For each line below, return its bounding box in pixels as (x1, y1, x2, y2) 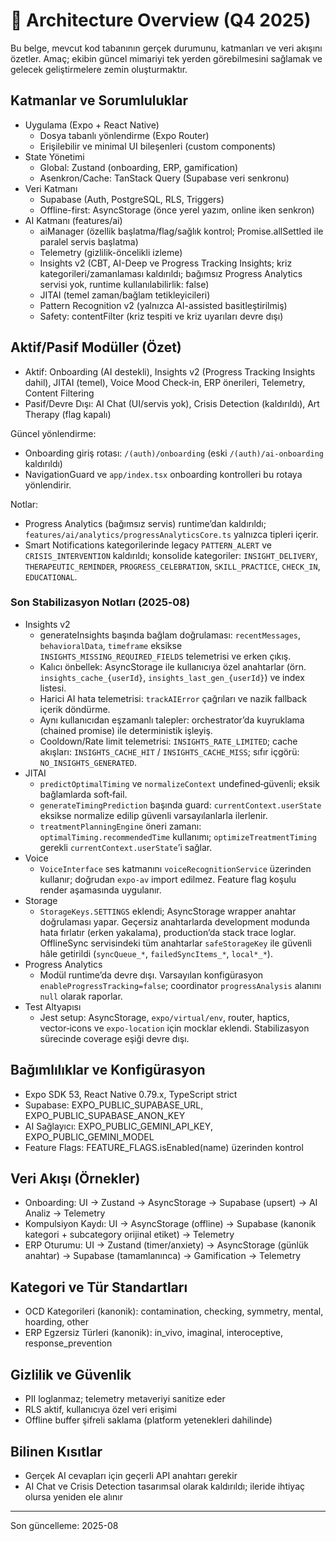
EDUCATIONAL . (24, 570, 78, 583)
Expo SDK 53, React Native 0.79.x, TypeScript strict (24, 1088, 238, 1100)
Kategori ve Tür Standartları (10, 1279, 188, 1296)
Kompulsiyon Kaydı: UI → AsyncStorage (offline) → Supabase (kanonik (24, 1218, 317, 1230)
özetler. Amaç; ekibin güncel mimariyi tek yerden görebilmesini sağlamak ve (10, 52, 323, 64)
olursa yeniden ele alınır (24, 1490, 123, 1503)
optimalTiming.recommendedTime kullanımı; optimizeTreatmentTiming (39, 830, 317, 843)
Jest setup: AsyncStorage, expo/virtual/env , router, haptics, (39, 1011, 290, 1023)
